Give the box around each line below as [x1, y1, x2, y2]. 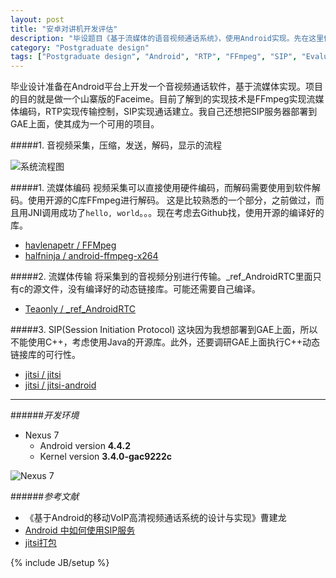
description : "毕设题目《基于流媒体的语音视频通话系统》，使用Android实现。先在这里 [10, 33, 325, 43]
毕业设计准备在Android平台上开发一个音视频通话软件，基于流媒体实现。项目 [10, 81, 323, 93]
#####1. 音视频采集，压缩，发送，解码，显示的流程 [10, 139, 222, 151]
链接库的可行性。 [10, 349, 81, 361]
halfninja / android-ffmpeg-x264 [24, 250, 159, 262]
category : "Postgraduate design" [10, 42, 150, 53]
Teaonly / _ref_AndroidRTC [24, 303, 136, 315]
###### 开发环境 [10, 409, 80, 421]
